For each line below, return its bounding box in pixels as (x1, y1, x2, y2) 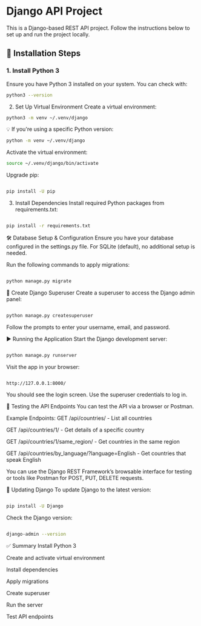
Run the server (6, 601, 44, 608)
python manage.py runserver (6, 352, 77, 358)
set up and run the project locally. (6, 30, 90, 38)
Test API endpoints (6, 613, 53, 621)
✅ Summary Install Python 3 (6, 542, 77, 550)
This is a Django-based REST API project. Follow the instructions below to (6, 24, 190, 32)
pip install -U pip (6, 188, 56, 195)
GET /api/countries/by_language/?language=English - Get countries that (6, 450, 186, 457)
